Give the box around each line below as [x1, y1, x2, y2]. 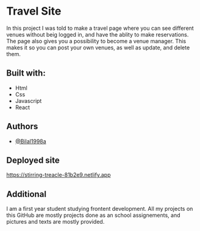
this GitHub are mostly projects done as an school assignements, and [6, 211, 181, 219]
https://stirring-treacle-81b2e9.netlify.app [6, 171, 111, 179]
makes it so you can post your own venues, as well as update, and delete [6, 44, 190, 51]
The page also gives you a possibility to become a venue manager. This [6, 37, 187, 44]
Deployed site [6, 155, 60, 165]
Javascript [15, 97, 42, 104]
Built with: [6, 68, 46, 79]
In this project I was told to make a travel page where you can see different [6, 24, 194, 32]
